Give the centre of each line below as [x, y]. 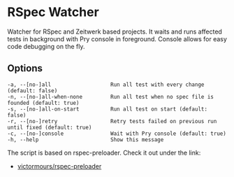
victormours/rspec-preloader [59, 166]
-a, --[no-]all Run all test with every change [106, 85]
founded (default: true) [43, 103]
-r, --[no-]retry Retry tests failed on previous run [112, 121]
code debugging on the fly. [46, 46]
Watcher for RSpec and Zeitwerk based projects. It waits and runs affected [115, 31]
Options [25, 68]
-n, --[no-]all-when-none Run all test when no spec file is [111, 97]
